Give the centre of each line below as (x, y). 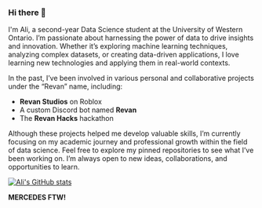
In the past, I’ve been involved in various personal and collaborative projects (131, 78)
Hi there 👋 (27, 13)
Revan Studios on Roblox (60, 102)
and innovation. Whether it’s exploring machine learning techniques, (118, 46)
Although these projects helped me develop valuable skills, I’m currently (124, 133)
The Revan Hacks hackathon (66, 119)
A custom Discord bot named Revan (78, 110)
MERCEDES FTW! (37, 197)
